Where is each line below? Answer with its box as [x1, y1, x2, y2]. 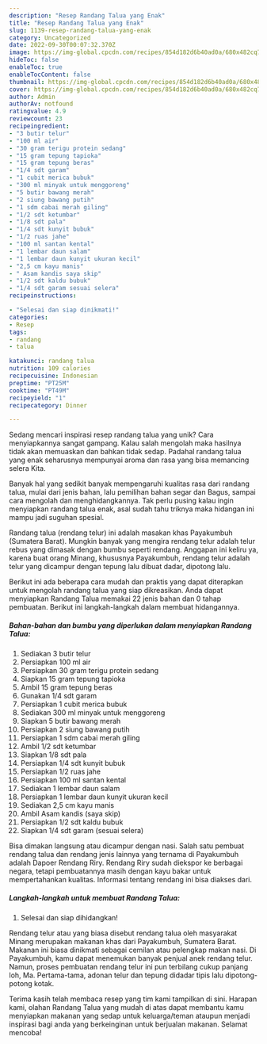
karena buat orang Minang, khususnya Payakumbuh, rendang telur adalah [9, 553, 250, 563]
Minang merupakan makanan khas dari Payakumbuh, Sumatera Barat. [9, 937, 237, 946]
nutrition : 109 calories [9, 365, 91, 373]
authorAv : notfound [9, 100, 74, 108]
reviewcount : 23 [9, 115, 63, 123]
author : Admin [9, 93, 56, 101]
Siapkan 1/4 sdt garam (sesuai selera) [20, 826, 144, 836]
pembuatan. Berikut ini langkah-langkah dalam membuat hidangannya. [9, 602, 240, 612]
